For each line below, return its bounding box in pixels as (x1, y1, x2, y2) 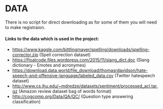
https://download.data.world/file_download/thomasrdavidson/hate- (12, 67, 148, 74)
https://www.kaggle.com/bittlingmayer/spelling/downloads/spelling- (12, 47, 150, 53)
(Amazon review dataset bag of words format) (19, 88, 112, 94)
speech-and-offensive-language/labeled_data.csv (12, 73, 114, 79)
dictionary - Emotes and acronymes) (12, 62, 86, 68)
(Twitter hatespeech (114, 73, 155, 79)
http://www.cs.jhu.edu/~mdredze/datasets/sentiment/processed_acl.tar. (12, 83, 158, 89)
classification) (12, 99, 41, 105)
